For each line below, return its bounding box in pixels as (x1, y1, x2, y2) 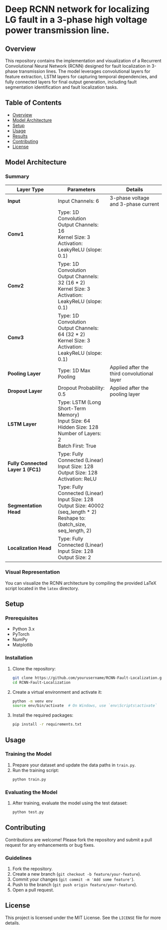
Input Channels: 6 (58, 197, 99, 204)
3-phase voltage (109, 194, 150, 201)
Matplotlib (12, 642, 33, 648)
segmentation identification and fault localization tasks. (5, 84, 118, 90)
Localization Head (7, 544, 52, 551)
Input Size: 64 (58, 417, 90, 424)
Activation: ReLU (58, 475, 97, 482)
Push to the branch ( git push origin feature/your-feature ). (12, 882, 138, 888)
